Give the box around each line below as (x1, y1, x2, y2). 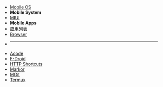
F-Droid (9, 56, 26, 61)
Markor (9, 66, 25, 72)
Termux (9, 77, 26, 83)
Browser (9, 32, 27, 37)
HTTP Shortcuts (9, 61, 43, 67)
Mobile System (9, 9, 42, 15)
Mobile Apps (9, 20, 37, 26)
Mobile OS (9, 4, 31, 10)
